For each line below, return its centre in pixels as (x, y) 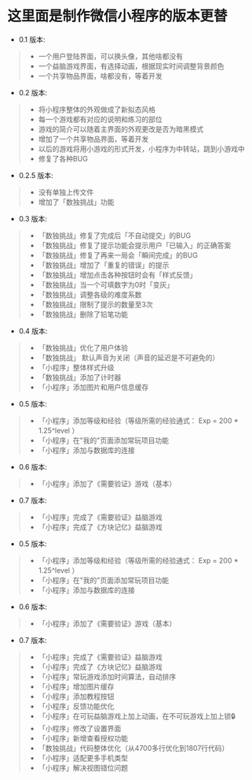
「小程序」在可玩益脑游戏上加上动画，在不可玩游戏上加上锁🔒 (137, 716)
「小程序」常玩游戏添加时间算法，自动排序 (107, 676)
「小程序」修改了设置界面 (80, 728)
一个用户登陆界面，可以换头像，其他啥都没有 (111, 56)
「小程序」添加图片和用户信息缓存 (93, 387)
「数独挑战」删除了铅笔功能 (83, 314)
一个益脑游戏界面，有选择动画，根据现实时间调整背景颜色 (131, 66)
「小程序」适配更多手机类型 (83, 758)
